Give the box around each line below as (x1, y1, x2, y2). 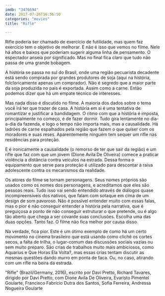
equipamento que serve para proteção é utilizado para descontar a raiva (5, 162, 153, 168)
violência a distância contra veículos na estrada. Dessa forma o (5, 157, 135, 163)
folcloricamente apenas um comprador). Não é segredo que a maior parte (5, 80, 156, 86)
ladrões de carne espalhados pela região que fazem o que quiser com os (5, 127, 155, 132)
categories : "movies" (5, 16, 50, 21)
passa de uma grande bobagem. (5, 60, 72, 66)
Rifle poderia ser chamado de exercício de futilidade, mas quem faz (5, 39, 143, 45)
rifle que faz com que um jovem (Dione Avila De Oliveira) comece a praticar (5, 152, 159, 158)
